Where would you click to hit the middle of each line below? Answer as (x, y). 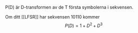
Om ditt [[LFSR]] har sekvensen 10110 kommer (53, 17)
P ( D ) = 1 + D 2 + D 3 (84, 25)
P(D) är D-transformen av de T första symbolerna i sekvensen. (69, 7)
